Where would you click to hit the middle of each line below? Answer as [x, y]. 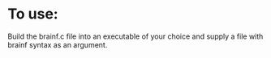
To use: [33, 14]
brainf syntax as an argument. [58, 44]
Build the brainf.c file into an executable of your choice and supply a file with [135, 36]
